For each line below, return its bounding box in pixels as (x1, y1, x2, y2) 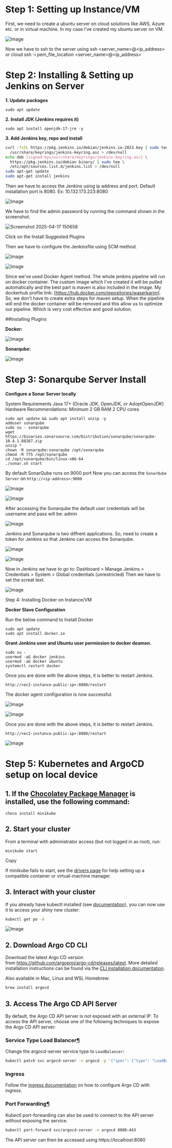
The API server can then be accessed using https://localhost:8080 (5, 1137, 146, 1143)
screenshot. (5, 214, 31, 220)
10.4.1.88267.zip (5, 438, 42, 443)
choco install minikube (5, 811, 56, 816)
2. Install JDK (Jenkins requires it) (5, 116, 79, 122)
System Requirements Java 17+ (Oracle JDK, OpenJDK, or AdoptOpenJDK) (5, 400, 164, 406)
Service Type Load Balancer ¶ (5, 1037, 80, 1044)
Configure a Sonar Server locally (5, 391, 76, 397)
